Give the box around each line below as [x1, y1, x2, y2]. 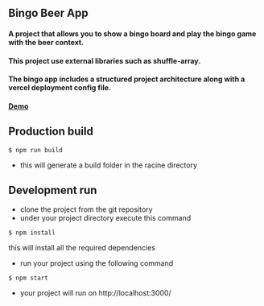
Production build [8, 125, 94, 139]
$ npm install [8, 229, 56, 237]
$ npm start [8, 274, 48, 283]
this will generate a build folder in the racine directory [19, 160, 198, 170]
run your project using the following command [19, 258, 174, 268]
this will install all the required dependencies [8, 243, 155, 253]
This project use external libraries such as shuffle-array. [8, 56, 201, 65]
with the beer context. [8, 37, 85, 47]
